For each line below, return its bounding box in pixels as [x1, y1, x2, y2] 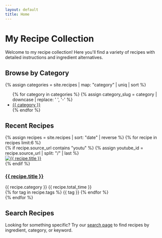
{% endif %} [5, 161, 31, 167]
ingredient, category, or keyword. [5, 227, 73, 233]
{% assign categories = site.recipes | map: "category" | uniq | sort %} [5, 82, 146, 88]
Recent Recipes [5, 121, 54, 130]
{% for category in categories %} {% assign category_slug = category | [12, 92, 157, 98]
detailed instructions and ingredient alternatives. [5, 55, 103, 61]
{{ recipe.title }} [5, 173, 44, 180]
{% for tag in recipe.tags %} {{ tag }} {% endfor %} [5, 189, 109, 195]
